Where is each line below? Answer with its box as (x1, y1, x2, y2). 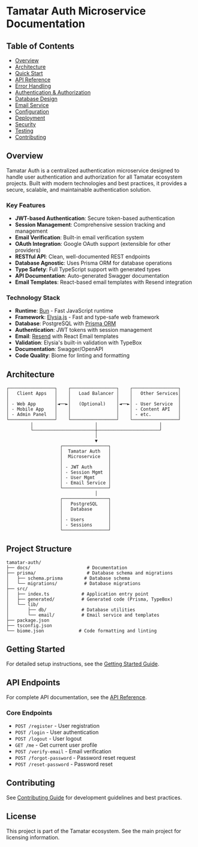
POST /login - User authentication (14, 729, 99, 736)
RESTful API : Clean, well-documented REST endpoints (14, 253, 151, 260)
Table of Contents (6, 41, 75, 51)
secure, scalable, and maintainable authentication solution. (6, 186, 152, 193)
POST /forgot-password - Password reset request (14, 754, 136, 761)
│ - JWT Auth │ (59, 464, 112, 470)
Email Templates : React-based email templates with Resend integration (14, 278, 192, 286)
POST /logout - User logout (14, 735, 82, 742)
